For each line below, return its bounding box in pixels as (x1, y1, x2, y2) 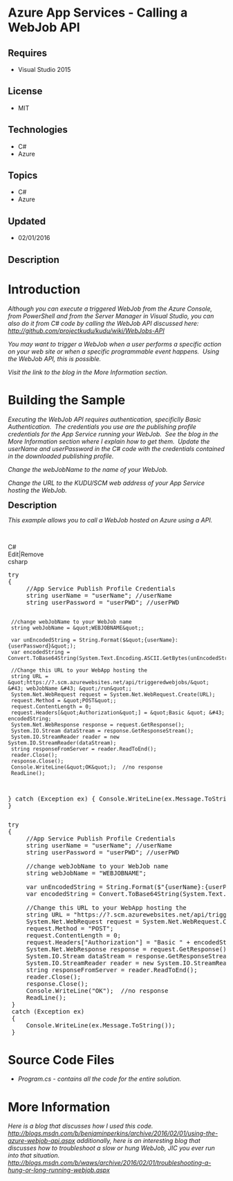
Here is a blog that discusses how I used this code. (8, 1122, 153, 1130)
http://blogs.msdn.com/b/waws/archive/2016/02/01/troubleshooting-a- (8, 1159, 212, 1167)
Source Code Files (8, 1052, 115, 1068)
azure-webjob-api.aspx (8, 1137, 75, 1145)
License (8, 85, 43, 98)
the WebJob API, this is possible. (8, 354, 102, 363)
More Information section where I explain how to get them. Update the (8, 437, 210, 446)
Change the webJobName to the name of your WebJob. (8, 465, 168, 473)
